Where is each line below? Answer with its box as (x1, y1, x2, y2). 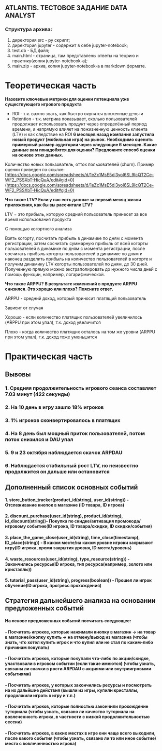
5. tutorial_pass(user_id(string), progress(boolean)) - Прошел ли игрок (5, 577, 152, 583)
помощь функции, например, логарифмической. (5, 271, 105, 277)
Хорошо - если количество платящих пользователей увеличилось (5, 314, 143, 320)
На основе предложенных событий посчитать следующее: (5, 618, 132, 624)
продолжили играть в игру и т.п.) (5, 692, 76, 698)
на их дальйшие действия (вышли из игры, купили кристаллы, (5, 687, 139, 693)
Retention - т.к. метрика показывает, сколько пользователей (12, 116, 137, 122)
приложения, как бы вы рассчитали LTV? (5, 202, 93, 208)
